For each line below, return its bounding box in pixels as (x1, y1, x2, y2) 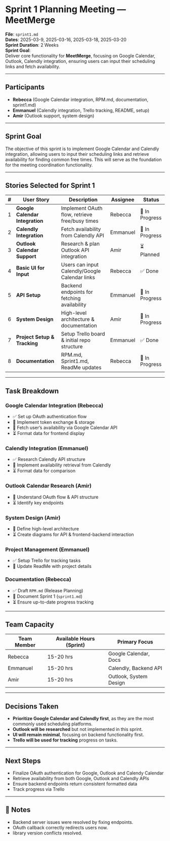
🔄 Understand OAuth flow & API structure (12, 494, 99, 500)
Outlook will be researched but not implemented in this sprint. (12, 726, 143, 732)
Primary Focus (117, 638, 153, 646)
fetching (61, 295, 81, 302)
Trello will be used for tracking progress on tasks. (12, 737, 118, 743)
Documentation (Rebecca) (5, 576, 72, 583)
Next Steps (5, 756, 41, 765)
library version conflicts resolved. (12, 830, 82, 836)
